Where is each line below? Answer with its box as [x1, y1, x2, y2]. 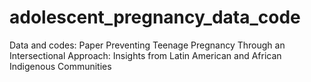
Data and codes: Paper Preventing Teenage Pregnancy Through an [9, 39, 286, 51]
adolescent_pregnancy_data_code [9, 6, 301, 29]
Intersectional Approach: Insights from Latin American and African [9, 49, 282, 61]
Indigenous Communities [9, 60, 112, 72]
